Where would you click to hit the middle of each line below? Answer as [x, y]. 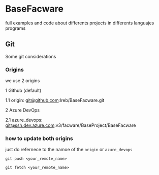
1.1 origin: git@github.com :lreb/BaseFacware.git [55, 100]
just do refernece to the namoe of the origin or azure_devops [69, 150]
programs [15, 28]
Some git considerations [31, 56]
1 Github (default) [23, 91]
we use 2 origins [23, 81]
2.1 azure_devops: [24, 120]
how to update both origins [39, 138]
